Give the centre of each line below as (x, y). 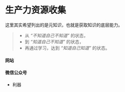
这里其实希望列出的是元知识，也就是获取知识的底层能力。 (64, 25)
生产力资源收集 (36, 10)
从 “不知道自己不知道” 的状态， (56, 35)
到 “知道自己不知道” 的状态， (54, 42)
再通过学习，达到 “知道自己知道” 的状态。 (67, 48)
